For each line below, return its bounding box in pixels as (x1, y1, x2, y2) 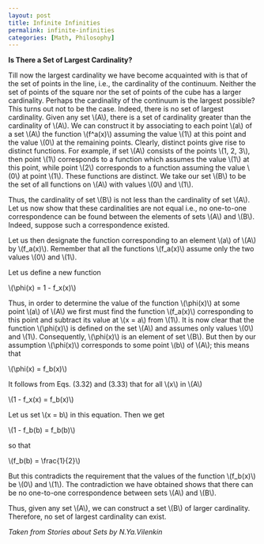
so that (8, 440, 32, 451)
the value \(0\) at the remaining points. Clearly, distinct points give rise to (8, 138, 246, 147)
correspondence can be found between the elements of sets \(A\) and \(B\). (8, 212, 255, 221)
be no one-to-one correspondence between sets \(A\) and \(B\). (8, 488, 217, 498)
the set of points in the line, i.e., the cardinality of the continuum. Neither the (8, 79, 257, 89)
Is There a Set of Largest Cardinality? (8, 55, 133, 65)
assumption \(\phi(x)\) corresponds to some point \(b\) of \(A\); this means (8, 341, 250, 350)
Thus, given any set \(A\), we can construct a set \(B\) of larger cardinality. (8, 504, 251, 513)
